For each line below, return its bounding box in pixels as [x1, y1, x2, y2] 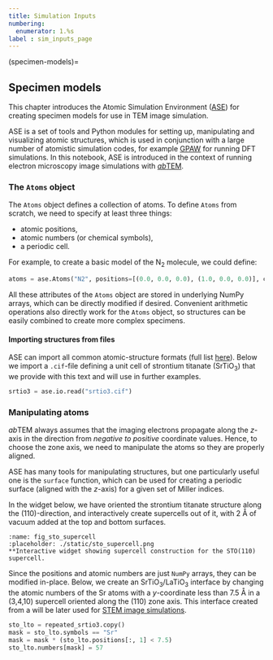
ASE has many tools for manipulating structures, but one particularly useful [8, 467, 260, 477]
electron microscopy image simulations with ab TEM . [8, 161, 184, 171]
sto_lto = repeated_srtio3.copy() [8, 621, 126, 629]
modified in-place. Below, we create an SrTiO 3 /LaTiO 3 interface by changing [8, 577, 264, 588]
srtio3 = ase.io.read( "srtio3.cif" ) [8, 387, 132, 396]
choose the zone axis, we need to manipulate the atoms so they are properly [8, 443, 265, 452]
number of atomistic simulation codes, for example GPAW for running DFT [8, 144, 256, 154]
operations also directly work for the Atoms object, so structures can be [8, 307, 246, 317]
